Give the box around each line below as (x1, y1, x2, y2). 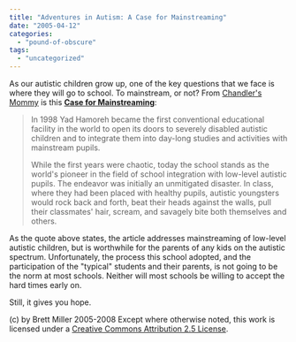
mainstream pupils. (30, 142, 101, 153)
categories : (9, 29, 53, 38)
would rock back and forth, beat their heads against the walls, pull (30, 197, 272, 208)
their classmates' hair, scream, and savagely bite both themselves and (30, 207, 287, 217)
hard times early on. (9, 280, 82, 290)
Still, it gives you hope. (9, 297, 92, 308)
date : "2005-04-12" (9, 21, 81, 30)
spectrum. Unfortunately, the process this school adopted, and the (9, 252, 252, 262)
